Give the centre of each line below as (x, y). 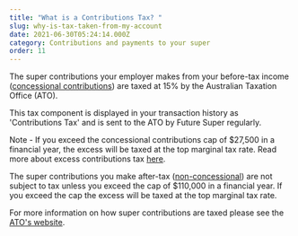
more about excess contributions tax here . (88, 159)
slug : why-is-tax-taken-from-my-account (86, 26)
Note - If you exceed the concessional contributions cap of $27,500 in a (142, 140)
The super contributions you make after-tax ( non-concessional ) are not (141, 177)
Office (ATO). (34, 96)
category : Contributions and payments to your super (110, 43)
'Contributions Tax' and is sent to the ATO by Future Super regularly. (136, 123)
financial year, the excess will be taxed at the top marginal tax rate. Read (143, 150)
